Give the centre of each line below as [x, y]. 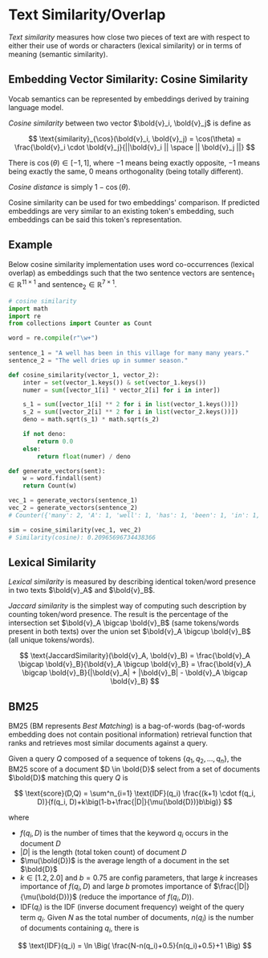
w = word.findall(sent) [63, 479]
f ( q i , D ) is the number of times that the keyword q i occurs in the [124, 834]
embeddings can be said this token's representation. [95, 220]
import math [28, 308]
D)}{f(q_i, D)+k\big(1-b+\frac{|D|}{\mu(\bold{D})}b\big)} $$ [135, 801]
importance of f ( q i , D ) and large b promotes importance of [116, 887]
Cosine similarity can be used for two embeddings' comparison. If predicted [134, 202]
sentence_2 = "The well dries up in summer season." [98, 360]
